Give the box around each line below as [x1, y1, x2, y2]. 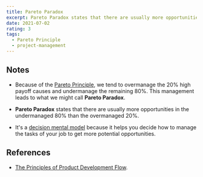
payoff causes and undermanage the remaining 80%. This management [14, 87, 195, 94]
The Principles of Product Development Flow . [14, 164, 128, 171]
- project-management [11, 43, 66, 49]
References [6, 147, 51, 158]
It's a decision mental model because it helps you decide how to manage [14, 123, 197, 130]
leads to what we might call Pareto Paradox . [14, 94, 126, 101]
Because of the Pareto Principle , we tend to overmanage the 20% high [14, 81, 191, 88]
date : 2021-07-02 [6, 20, 50, 26]
